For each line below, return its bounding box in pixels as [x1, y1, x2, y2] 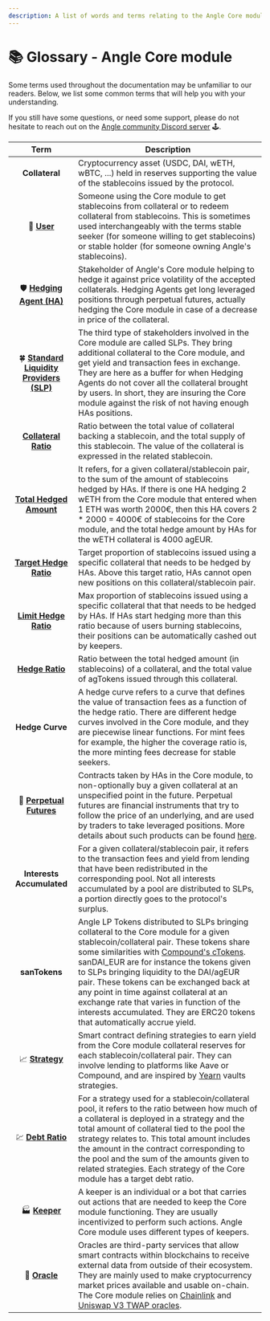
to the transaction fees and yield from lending [77, 853, 250, 864]
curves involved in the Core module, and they [77, 716, 249, 728]
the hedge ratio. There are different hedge [77, 706, 237, 717]
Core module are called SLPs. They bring [77, 336, 233, 348]
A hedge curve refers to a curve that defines [77, 686, 245, 697]
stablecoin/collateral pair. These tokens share [77, 936, 251, 948]
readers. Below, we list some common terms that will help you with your [8, 88, 246, 98]
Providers [22, 372, 60, 383]
